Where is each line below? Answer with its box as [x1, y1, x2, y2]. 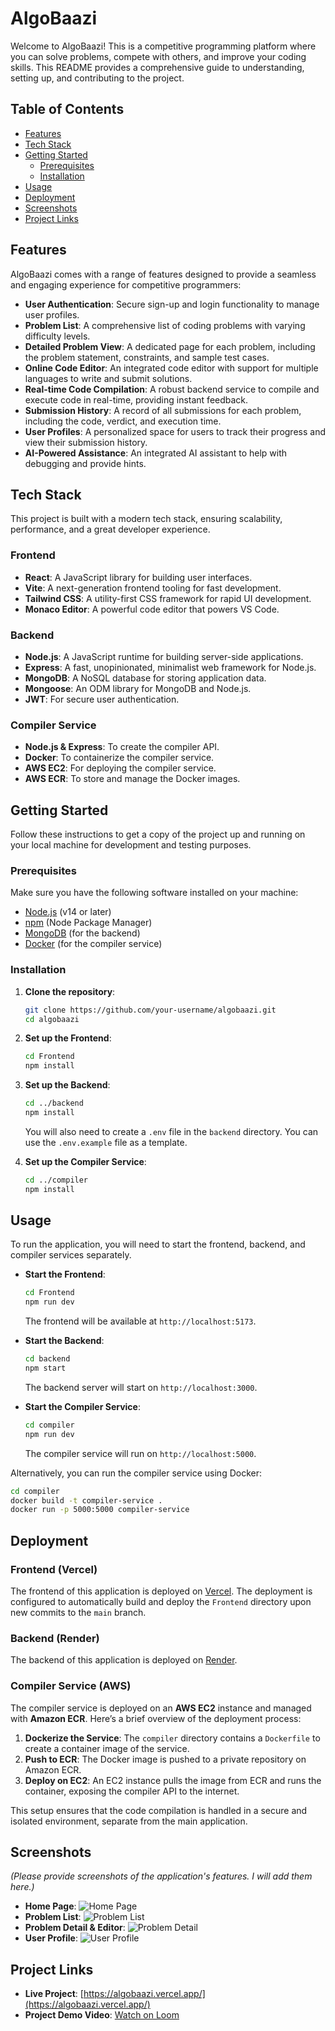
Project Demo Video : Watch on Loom [24, 2009, 180, 2021]
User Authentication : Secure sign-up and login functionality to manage [24, 298, 320, 310]
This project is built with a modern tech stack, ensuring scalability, [10, 513, 283, 525]
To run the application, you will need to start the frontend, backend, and [10, 1238, 306, 1251]
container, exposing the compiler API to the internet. [24, 1785, 240, 1797]
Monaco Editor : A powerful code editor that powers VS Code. [24, 603, 280, 615]
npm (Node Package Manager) [24, 917, 153, 929]
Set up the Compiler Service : [24, 1155, 147, 1167]
